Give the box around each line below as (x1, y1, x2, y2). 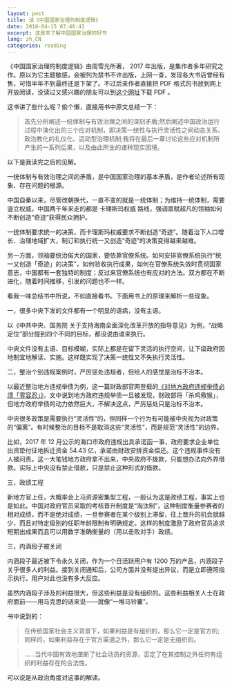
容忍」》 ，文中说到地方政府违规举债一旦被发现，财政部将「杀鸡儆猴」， (25, 391, 222, 399)
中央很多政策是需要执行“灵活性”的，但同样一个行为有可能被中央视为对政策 (7, 414, 219, 422)
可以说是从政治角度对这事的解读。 (7, 673, 104, 681)
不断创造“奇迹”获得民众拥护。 (7, 213, 92, 221)
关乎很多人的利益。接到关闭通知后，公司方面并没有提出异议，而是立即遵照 (7, 566, 219, 573)
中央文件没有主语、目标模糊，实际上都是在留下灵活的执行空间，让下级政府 (7, 345, 219, 352)
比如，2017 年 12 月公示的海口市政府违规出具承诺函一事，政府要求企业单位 (7, 438, 220, 446)
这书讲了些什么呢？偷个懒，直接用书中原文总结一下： (7, 103, 159, 111)
